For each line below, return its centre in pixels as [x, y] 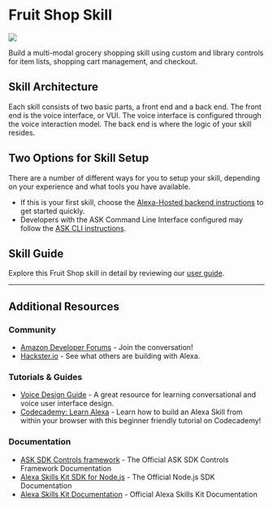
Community [32, 330]
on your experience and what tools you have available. [100, 186]
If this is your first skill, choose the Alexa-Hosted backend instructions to [142, 202]
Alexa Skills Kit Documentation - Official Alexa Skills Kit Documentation [139, 494]
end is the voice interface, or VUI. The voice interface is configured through [135, 115]
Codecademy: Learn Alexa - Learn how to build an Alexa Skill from [131, 412]
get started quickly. [52, 211]
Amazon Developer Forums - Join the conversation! [106, 347]
